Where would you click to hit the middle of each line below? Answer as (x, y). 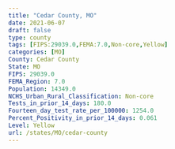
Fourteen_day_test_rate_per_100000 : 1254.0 (81, 111)
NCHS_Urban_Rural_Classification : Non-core (81, 96)
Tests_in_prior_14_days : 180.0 (60, 103)
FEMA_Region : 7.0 (37, 81)
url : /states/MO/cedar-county (58, 132)
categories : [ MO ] (37, 52)
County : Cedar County (44, 60)
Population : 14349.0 (42, 89)
